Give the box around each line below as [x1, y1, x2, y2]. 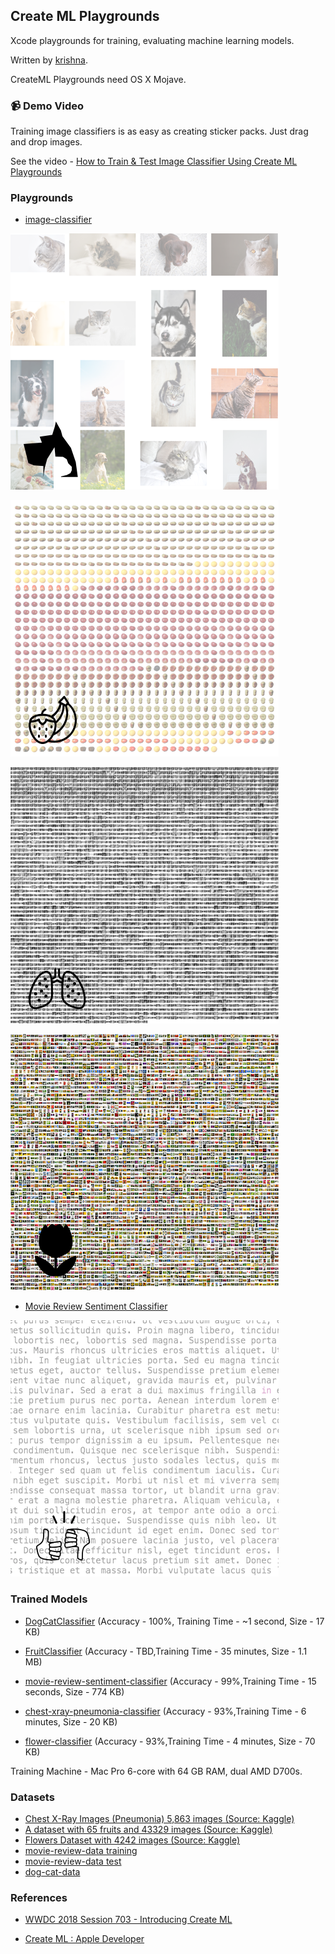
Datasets [10, 1790, 55, 1804]
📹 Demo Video [10, 99, 85, 113]
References [10, 1890, 68, 1904]
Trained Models [10, 1592, 88, 1606]
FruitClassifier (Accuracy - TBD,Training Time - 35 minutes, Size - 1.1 [24, 1645, 308, 1657]
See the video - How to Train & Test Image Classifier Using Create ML [10, 155, 298, 168]
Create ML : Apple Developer [24, 1933, 145, 1945]
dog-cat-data [24, 1866, 81, 1878]
